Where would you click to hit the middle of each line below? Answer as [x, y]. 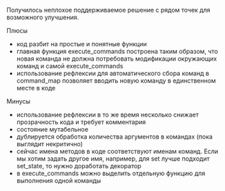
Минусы [18, 101]
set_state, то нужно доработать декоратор [79, 166]
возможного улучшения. [43, 17]
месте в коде [36, 88]
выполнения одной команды [59, 181]
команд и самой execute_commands [70, 66]
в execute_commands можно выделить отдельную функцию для [111, 173]
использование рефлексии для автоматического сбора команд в [113, 73]
